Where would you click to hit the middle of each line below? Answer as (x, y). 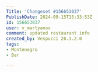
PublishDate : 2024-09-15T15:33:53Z (49, 17)
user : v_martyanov (28, 28)
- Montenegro (22, 50)
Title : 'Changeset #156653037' (44, 11)
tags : (13, 44)
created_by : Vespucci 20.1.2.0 (44, 39)
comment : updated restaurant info (48, 33)
